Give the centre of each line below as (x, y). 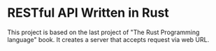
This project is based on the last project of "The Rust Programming (103, 32)
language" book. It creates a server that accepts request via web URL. (108, 39)
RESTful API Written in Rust (88, 13)
